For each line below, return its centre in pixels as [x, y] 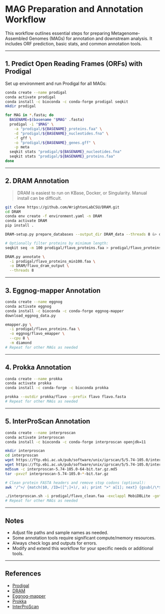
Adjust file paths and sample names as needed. [60, 532]
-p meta [22, 147]
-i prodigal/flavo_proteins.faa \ [45, 329]
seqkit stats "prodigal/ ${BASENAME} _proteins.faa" [62, 156]
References [23, 574]
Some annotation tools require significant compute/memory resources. [84, 538]
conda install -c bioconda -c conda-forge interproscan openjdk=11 [76, 442]
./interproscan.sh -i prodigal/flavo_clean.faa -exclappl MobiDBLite [78, 496]
